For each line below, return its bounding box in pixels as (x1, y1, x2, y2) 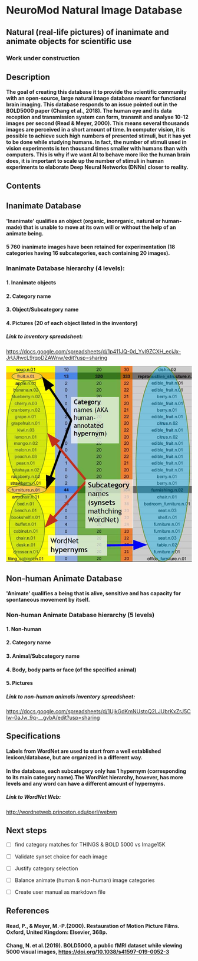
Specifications (6, 731, 61, 741)
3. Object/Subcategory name (6, 306, 79, 313)
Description (6, 72, 50, 82)
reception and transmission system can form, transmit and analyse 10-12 (6, 113, 189, 121)
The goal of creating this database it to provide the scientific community (6, 88, 187, 96)
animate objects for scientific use (6, 36, 132, 46)
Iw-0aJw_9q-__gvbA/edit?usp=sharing (6, 714, 100, 721)
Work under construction (6, 54, 80, 62)
